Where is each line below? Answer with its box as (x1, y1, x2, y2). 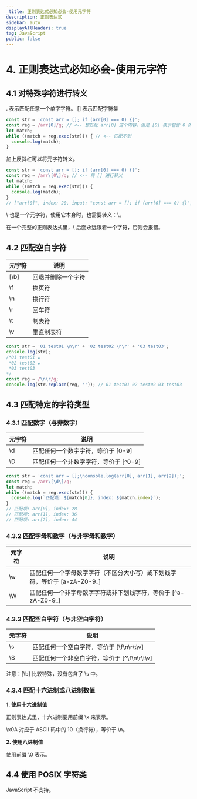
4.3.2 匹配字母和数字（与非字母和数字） (6, 531, 119, 540)
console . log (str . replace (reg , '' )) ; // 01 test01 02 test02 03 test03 (6, 382, 182, 388)
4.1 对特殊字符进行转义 (6, 88, 88, 98)
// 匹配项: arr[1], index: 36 (6, 512, 77, 517)
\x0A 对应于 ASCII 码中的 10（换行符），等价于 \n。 (6, 726, 128, 733)
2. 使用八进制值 (6, 738, 43, 745)
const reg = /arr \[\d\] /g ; (6, 479, 72, 484)
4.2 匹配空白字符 (6, 242, 67, 253)
